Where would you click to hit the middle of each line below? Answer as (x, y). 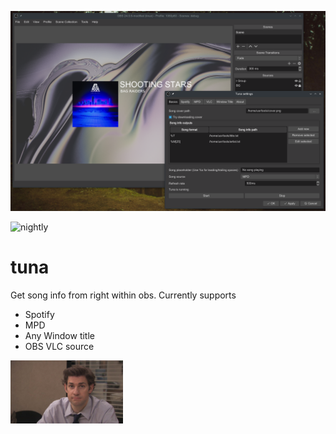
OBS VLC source (59, 346)
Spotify (39, 314)
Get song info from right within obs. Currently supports (123, 295)
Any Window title (59, 335)
